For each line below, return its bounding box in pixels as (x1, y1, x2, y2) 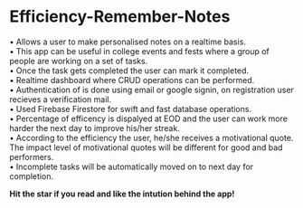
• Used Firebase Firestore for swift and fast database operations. (9, 103, 251, 114)
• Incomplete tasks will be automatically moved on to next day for (9, 161, 254, 172)
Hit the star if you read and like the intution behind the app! (9, 188, 235, 199)
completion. (9, 170, 54, 182)
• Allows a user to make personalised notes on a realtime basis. (9, 36, 247, 47)
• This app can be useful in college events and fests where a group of (9, 45, 270, 56)
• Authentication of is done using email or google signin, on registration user (9, 84, 294, 95)
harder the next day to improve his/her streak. (9, 122, 181, 133)
